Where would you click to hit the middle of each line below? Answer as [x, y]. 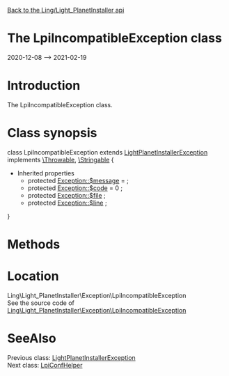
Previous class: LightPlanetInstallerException [71, 357]
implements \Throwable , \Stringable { [61, 159]
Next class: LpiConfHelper [45, 365]
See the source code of [41, 303]
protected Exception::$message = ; [78, 180]
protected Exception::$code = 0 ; [75, 188]
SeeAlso [32, 339]
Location [33, 276]
